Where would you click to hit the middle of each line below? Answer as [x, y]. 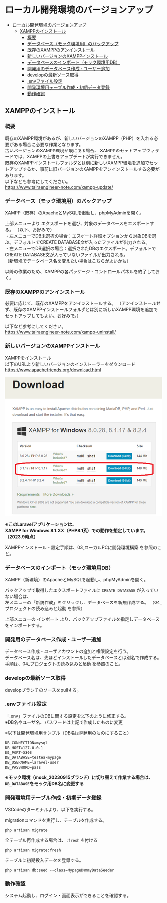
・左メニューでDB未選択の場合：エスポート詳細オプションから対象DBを [79, 236]
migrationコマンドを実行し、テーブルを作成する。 [56, 820]
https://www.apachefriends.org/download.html [53, 370]
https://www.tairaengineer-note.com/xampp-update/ [59, 187]
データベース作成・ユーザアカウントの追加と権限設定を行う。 [68, 651]
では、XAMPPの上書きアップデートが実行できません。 [69, 156]
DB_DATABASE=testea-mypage [33, 757]
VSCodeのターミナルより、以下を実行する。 [50, 810]
